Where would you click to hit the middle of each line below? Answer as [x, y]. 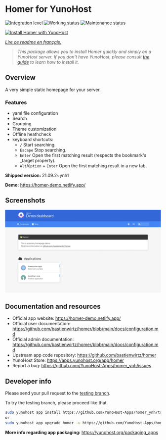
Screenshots [25, 201]
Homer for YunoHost [48, 9]
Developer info [28, 381]
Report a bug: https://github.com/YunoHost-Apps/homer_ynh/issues [82, 366]
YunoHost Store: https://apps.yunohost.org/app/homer [68, 360]
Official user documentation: [41, 324]
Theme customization [34, 129]
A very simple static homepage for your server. [53, 90]
